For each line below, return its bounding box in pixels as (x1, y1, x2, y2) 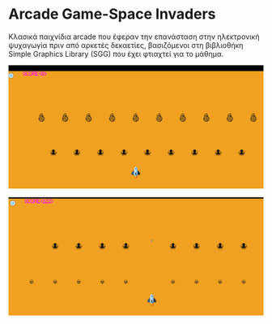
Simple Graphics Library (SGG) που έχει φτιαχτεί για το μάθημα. (8, 49, 224, 58)
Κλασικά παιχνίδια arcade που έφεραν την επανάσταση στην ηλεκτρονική (8, 32, 260, 41)
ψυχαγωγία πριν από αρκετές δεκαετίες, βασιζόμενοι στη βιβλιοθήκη (8, 40, 244, 50)
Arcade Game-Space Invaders (8, 5, 216, 24)
